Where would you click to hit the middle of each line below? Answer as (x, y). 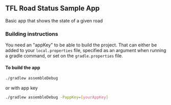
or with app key (22, 88)
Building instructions (32, 34)
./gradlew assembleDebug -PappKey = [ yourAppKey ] (57, 97)
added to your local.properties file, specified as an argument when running (86, 50)
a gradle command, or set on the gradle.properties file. (64, 56)
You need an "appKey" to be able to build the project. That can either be (81, 45)
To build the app (23, 67)
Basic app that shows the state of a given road (54, 20)
